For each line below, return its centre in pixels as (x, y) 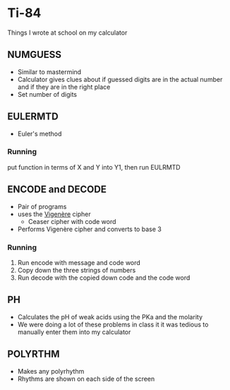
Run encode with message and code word (79, 262)
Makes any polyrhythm (51, 371)
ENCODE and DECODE (57, 190)
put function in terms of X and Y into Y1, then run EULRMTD (94, 167)
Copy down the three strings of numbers (77, 270)
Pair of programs (42, 206)
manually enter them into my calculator (74, 332)
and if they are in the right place (64, 87)
